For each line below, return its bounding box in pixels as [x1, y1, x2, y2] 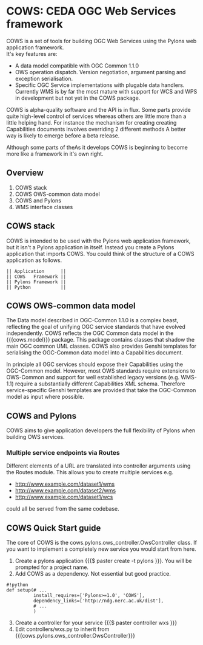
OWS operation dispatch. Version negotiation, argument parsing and [15, 68, 186, 75]
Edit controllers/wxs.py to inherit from [15, 626, 110, 633]
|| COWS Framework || [6, 274, 67, 280]
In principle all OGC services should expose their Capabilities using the [6, 360, 184, 368]
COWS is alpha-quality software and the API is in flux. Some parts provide [6, 106, 191, 113]
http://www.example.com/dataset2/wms [15, 487, 116, 494]
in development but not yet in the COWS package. [15, 94, 141, 102]
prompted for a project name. [15, 564, 89, 571]
